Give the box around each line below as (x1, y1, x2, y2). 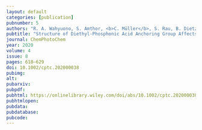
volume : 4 (6, 48, 31, 54)
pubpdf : (6, 87, 26, 93)
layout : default (6, 8, 47, 15)
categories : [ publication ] (6, 14, 74, 20)
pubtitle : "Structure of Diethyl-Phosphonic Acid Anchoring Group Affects (6, 31, 198, 37)
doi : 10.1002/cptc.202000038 (6, 64, 79, 71)
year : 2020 (6, 43, 34, 49)
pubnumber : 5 (6, 20, 39, 26)
